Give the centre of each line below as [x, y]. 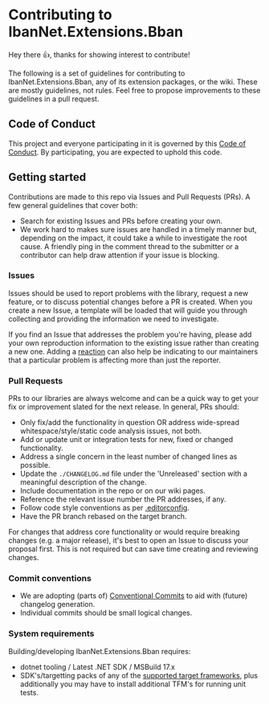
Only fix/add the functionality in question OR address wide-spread [129, 423]
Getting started [47, 177]
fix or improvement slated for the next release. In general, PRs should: [124, 407]
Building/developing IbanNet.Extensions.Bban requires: [100, 651]
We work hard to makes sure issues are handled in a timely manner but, [138, 229]
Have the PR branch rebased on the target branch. [103, 517]
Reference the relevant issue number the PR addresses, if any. [123, 499]
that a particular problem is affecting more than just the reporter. [114, 360]
